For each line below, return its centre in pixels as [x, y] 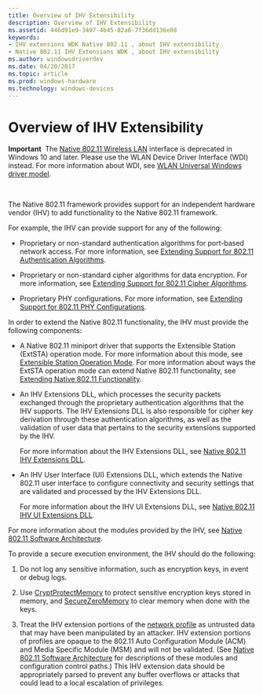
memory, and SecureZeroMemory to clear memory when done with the [135, 601]
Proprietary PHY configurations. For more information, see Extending [131, 298]
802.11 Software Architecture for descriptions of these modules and [128, 658]
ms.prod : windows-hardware [52, 81]
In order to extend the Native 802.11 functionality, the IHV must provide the [128, 322]
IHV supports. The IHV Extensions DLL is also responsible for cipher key [136, 411]
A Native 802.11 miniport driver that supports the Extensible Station [128, 346]
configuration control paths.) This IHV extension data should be [122, 666]
